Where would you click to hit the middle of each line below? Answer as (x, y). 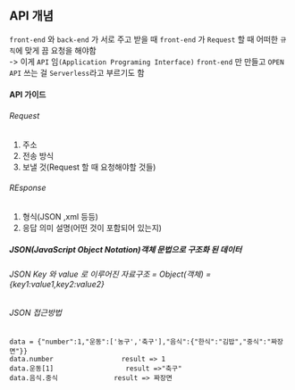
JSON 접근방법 (36, 313)
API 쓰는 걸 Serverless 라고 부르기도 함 (77, 72)
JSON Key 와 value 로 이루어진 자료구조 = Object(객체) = (110, 274)
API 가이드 (28, 95)
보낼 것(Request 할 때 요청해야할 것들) (89, 167)
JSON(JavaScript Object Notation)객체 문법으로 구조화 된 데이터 (126, 250)
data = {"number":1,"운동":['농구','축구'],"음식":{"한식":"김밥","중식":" (140, 342)
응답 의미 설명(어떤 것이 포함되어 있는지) (92, 228)
